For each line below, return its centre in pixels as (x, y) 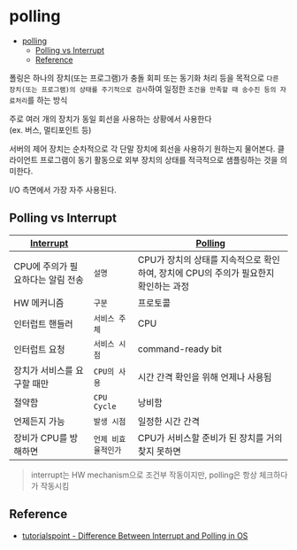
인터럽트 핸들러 (43, 323)
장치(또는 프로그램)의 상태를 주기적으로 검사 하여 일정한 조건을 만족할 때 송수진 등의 (143, 89)
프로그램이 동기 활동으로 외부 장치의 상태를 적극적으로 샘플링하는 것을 (159, 159)
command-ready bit (180, 349)
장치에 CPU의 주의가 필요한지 (217, 273)
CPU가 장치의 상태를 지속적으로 (200, 260)
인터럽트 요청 (39, 349)
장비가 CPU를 (41, 438)
